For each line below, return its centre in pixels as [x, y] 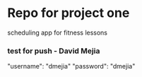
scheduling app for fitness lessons [58, 32]
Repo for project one [69, 13]
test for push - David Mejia [54, 51]
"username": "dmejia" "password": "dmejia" [71, 66]
